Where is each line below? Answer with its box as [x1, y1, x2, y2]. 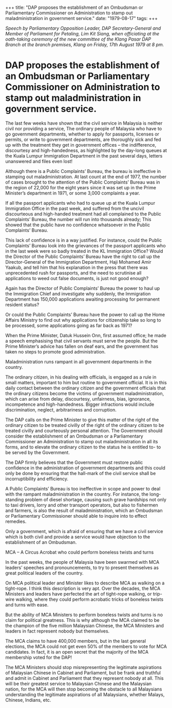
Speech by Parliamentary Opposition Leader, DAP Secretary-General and [5, 25, 161, 31]
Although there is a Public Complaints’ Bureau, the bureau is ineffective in [5, 168, 161, 174]
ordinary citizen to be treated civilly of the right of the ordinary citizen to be [5, 422, 164, 428]
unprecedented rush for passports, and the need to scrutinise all [5, 269, 142, 276]
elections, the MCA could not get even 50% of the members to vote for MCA [5, 643, 167, 650]
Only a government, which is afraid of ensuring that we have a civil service [5, 528, 163, 534]
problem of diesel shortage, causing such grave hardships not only [25, 496, 167, 502]
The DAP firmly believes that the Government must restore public [5, 459, 143, 465]
